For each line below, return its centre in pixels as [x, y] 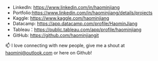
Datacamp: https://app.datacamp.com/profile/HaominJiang [75, 23]
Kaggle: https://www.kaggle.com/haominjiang [61, 18]
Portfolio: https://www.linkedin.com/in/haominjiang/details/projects [83, 13]
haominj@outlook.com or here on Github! [49, 53]
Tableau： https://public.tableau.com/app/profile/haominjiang [77, 29]
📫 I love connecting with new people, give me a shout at [65, 45]
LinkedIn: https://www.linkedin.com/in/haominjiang [66, 7]
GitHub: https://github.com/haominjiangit [56, 35]
